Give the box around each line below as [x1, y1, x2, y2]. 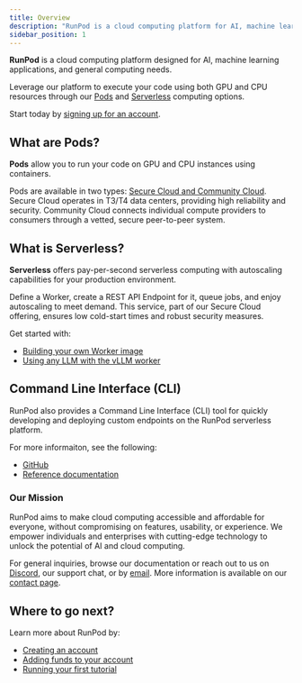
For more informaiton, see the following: [9, 442, 157, 452]
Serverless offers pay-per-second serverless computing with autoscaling [9, 265, 283, 275]
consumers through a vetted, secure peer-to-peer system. [9, 214, 226, 225]
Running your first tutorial [22, 663, 117, 674]
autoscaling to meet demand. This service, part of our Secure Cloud [9, 301, 262, 312]
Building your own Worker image [22, 346, 144, 356]
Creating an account [22, 644, 99, 655]
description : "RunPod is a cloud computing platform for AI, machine [9, 22, 276, 31]
